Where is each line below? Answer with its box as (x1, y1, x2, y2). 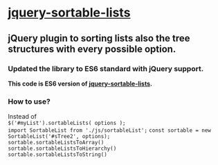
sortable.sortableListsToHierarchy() (8, 145, 117, 153)
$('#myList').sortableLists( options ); (8, 119, 127, 127)
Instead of (8, 113, 37, 121)
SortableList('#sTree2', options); (8, 133, 111, 140)
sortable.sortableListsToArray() (8, 139, 105, 146)
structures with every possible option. (8, 43, 176, 55)
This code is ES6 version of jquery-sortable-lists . (8, 79, 153, 88)
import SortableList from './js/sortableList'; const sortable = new (8, 127, 212, 134)
